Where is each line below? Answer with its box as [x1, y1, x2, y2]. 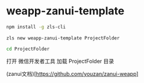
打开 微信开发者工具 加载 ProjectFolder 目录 [6, 58, 114, 65]
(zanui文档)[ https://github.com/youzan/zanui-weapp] [6, 70, 139, 78]
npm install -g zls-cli [6, 24, 66, 30]
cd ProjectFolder [6, 46, 50, 52]
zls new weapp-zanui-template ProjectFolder [6, 35, 120, 41]
